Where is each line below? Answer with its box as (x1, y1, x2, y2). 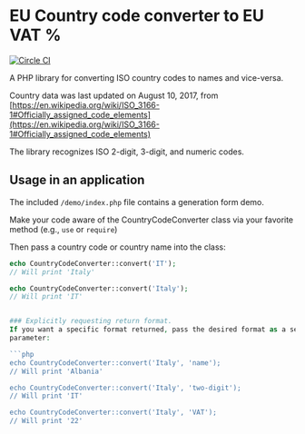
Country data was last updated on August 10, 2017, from (9, 90, 219, 101)
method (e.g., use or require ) (9, 223, 118, 234)
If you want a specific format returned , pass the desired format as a (9, 325, 286, 334)
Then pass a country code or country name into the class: (9, 242, 227, 252)
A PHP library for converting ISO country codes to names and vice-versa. (9, 72, 284, 83)
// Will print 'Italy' (9, 267, 95, 277)
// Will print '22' (9, 417, 84, 426)
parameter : (9, 333, 51, 342)
